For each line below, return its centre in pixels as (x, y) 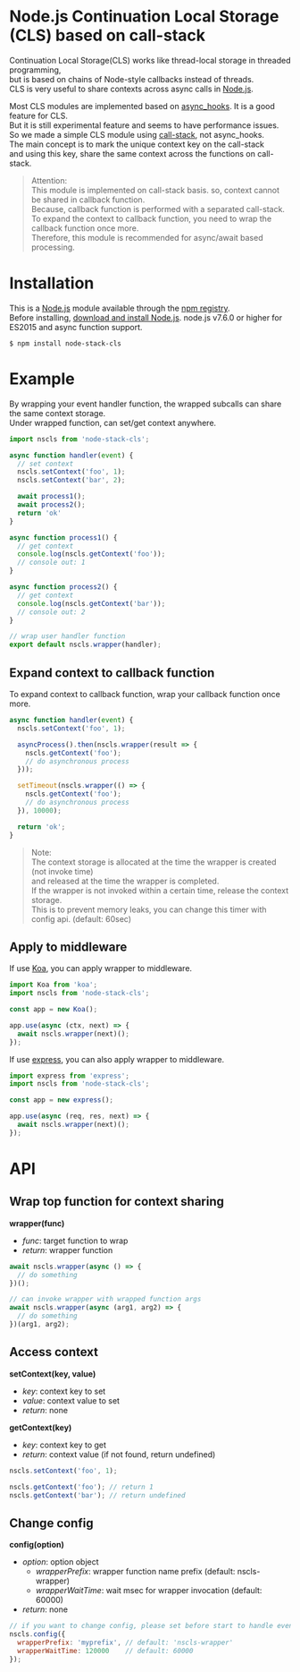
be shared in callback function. (88, 200)
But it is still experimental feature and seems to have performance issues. (144, 125)
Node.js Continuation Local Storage (144, 17)
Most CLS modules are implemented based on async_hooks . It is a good (142, 106)
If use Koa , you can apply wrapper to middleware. (101, 968)
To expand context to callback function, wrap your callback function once (145, 694)
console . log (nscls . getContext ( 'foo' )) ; (92, 554)
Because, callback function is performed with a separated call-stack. (158, 209)
